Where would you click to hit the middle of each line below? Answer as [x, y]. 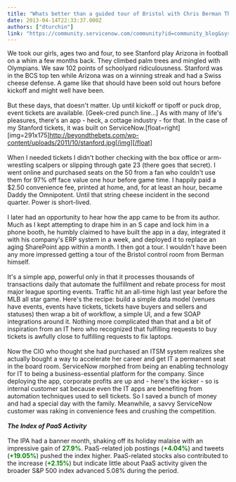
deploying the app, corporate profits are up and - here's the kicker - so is [113, 381]
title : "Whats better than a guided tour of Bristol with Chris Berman [114, 14]
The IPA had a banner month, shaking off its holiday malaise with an [105, 441]
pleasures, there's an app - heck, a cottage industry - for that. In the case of [118, 121]
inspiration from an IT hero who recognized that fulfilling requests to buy [112, 329]
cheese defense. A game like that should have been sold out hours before [114, 83]
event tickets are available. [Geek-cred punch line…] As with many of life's [115, 113]
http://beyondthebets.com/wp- [94, 135]
